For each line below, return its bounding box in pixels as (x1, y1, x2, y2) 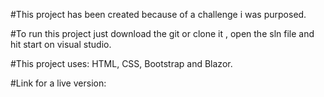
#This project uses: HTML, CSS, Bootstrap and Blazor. (10, 58, 233, 69)
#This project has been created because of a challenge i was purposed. (10, 9, 307, 20)
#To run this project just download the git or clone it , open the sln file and (10, 28, 315, 39)
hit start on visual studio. (10, 39, 112, 50)
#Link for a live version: (10, 77, 107, 89)
